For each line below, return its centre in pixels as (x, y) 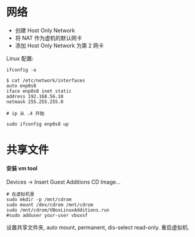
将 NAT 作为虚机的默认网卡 (48, 38)
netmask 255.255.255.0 (35, 102)
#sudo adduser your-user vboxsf (47, 216)
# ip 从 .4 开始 (25, 113)
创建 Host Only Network (45, 30)
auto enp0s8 (21, 85)
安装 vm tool (22, 168)
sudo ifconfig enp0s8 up (38, 124)
